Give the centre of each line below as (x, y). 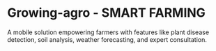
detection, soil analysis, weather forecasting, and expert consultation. (107, 39)
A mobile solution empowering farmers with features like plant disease (108, 32)
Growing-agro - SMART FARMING (106, 13)
